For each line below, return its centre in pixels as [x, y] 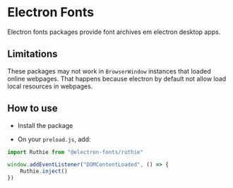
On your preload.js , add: [54, 139]
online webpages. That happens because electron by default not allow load [117, 78]
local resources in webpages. [50, 86]
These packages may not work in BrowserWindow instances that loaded [109, 71]
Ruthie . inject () [44, 171]
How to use [32, 108]
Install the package [45, 125]
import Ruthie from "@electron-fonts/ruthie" [75, 152]
